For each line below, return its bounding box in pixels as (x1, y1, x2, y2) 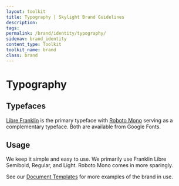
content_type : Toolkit (6, 42, 62, 48)
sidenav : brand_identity (6, 36, 67, 42)
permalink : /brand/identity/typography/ (6, 31, 107, 36)
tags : (6, 25, 19, 31)
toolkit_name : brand (6, 47, 57, 53)
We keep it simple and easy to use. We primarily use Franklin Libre (6, 155, 167, 162)
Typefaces (6, 101, 46, 111)
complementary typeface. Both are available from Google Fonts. (6, 123, 161, 130)
